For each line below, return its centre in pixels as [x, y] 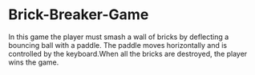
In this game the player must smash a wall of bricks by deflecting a [119, 37]
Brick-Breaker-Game [79, 15]
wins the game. [34, 62]
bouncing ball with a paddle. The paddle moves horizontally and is [118, 45]
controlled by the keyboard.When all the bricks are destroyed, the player [128, 53]
